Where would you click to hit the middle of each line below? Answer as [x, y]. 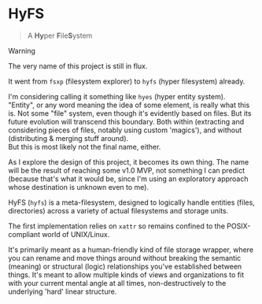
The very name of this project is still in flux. [78, 66]
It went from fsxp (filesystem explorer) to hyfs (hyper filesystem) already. [127, 81]
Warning [22, 50]
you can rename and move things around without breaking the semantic [125, 258]
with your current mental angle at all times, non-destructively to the [117, 283]
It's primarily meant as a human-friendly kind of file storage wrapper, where [131, 250]
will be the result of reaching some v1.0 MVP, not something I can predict [127, 170]
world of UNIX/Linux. [76, 234]
